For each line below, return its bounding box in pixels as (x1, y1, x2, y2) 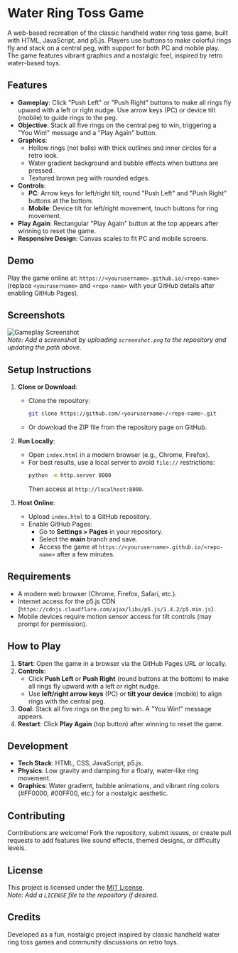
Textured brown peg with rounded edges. (28, 173, 151, 182)
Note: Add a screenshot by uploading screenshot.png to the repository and (7, 335, 227, 344)
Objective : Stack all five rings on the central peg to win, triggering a (17, 121, 217, 129)
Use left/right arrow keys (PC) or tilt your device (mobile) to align (28, 689, 222, 698)
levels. (7, 844, 26, 852)
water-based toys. (7, 58, 61, 67)
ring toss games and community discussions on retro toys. (7, 937, 179, 946)
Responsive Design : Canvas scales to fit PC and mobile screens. (17, 234, 208, 242)
